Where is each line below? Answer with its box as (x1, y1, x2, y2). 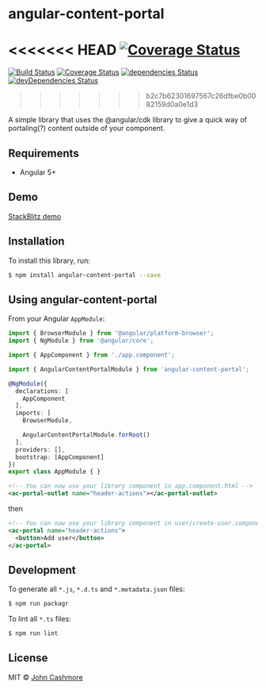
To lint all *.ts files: (8, 614, 71, 624)
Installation (8, 235, 65, 248)
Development (8, 563, 77, 576)
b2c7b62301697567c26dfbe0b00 (146, 91, 256, 101)
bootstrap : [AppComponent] (15, 453, 104, 461)
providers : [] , (15, 445, 66, 453)
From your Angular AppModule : (8, 314, 105, 324)
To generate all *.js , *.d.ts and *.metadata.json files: (8, 584, 185, 594)
